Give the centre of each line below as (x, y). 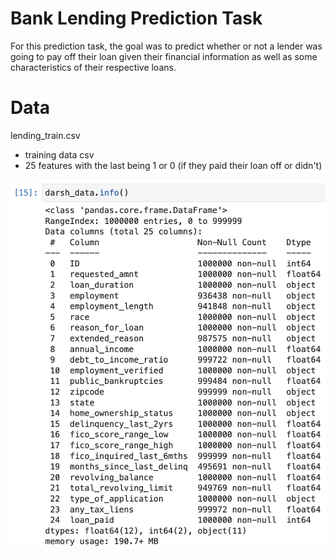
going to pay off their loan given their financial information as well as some (164, 56)
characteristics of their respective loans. (93, 67)
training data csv (59, 154)
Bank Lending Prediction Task (136, 18)
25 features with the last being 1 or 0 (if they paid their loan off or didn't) (173, 165)
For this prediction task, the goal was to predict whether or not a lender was (166, 46)
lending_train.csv (45, 135)
